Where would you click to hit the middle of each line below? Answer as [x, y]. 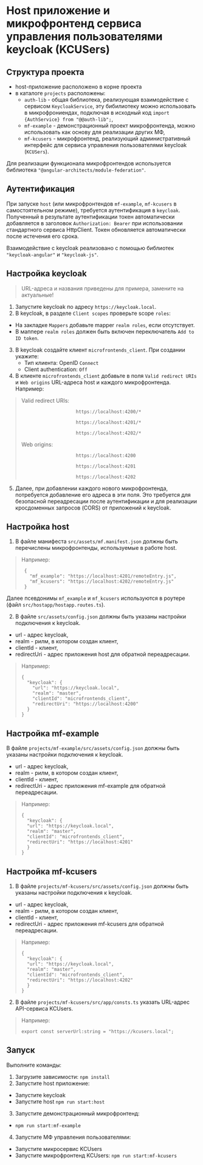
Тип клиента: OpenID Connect [61, 362]
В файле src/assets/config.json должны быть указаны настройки [101, 616]
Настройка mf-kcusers [52, 871]
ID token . [27, 338]
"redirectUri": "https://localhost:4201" [80, 842]
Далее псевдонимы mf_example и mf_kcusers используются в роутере [96, 598]
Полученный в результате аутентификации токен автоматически [91, 217]
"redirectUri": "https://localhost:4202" [80, 980]
